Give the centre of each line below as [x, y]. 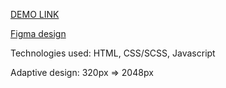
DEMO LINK [35, 14]
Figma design [38, 33]
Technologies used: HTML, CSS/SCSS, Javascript [113, 53]
